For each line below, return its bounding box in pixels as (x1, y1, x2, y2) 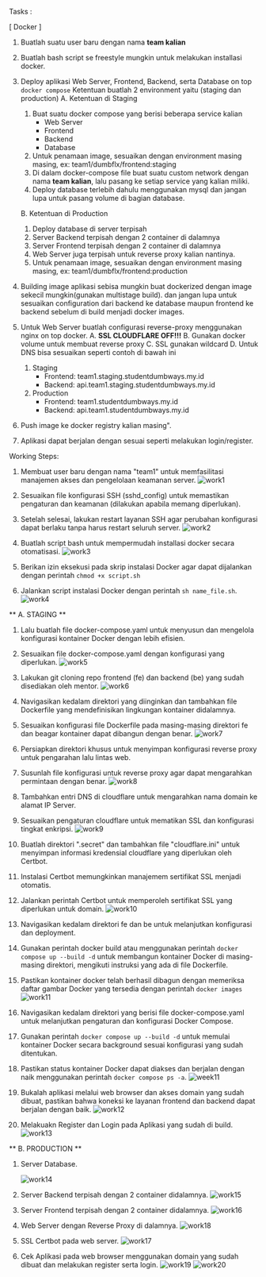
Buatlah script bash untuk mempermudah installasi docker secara (20, 538, 235, 547)
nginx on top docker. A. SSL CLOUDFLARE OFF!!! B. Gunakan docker (20, 331, 246, 340)
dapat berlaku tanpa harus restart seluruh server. (20, 523, 181, 532)
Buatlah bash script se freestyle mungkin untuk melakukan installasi (20, 53, 242, 62)
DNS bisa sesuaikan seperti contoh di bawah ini (20, 348, 177, 357)
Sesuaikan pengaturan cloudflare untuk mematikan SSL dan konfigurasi (20, 816, 254, 825)
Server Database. (20, 1159, 78, 1168)
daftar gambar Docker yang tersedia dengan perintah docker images (20, 984, 243, 993)
